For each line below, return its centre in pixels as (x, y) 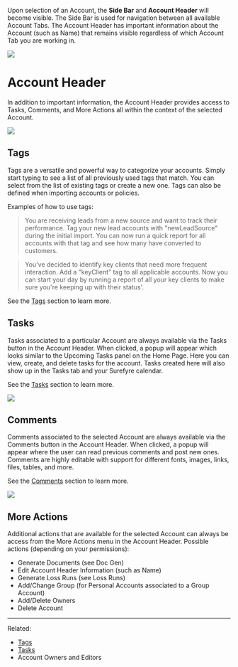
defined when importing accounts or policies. (74, 193)
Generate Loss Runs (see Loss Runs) (72, 578)
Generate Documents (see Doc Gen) (70, 563)
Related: (19, 629)
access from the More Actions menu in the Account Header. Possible (108, 541)
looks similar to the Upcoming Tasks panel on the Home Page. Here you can (118, 356)
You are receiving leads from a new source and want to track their (121, 220)
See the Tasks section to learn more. (61, 384)
